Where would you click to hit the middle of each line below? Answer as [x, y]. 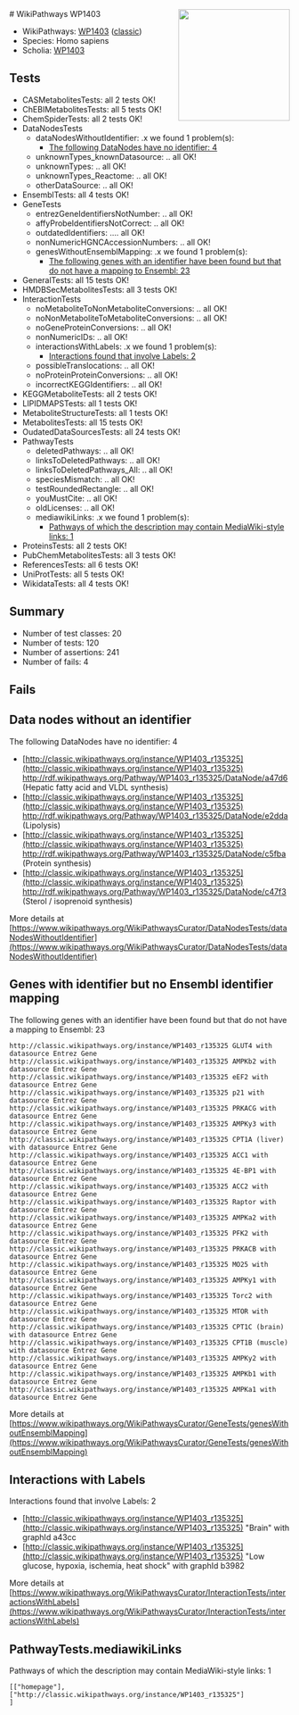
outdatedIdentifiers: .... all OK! [90, 232]
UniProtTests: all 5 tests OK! [73, 574]
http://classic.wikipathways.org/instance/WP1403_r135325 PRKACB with [143, 1249]
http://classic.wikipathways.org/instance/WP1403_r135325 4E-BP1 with [143, 1170]
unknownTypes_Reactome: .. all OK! [101, 175]
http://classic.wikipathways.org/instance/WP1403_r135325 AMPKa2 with [143, 1218]
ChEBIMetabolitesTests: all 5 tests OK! [92, 109]
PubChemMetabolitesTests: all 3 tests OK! [99, 555]
